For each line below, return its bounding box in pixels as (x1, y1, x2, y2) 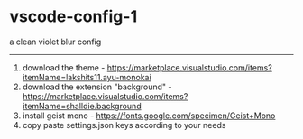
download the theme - (22, 61, 106, 73)
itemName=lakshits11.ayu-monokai (22, 71, 151, 82)
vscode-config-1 (9, 6, 138, 27)
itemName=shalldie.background (22, 100, 142, 111)
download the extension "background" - (22, 81, 173, 92)
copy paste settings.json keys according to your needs (22, 119, 226, 130)
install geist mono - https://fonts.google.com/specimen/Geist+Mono (22, 110, 276, 121)
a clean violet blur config (9, 36, 102, 47)
